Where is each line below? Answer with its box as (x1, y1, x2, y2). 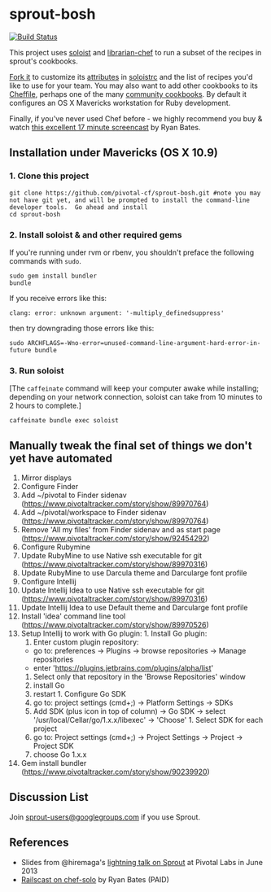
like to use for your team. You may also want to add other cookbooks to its (9, 81, 259, 90)
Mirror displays (20, 473, 72, 483)
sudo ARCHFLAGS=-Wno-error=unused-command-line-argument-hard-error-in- (9, 339, 261, 347)
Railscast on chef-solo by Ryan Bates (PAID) (20, 874, 170, 884)
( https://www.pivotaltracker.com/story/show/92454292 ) (20, 534, 210, 544)
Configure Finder (20, 482, 79, 492)
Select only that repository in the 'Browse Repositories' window (33, 672, 247, 682)
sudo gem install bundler (9, 272, 97, 280)
